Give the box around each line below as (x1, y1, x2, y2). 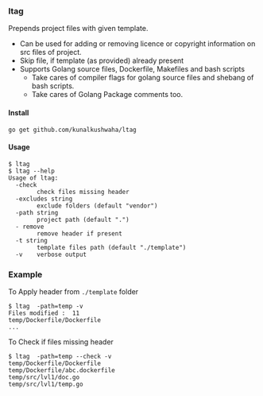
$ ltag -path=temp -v (8, 302, 83, 310)
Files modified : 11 (8, 309, 80, 317)
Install (8, 107, 29, 117)
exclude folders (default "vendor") (37, 201, 158, 210)
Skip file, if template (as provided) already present (19, 56, 184, 65)
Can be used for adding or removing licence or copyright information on (19, 39, 256, 49)
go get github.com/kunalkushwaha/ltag (8, 126, 137, 134)
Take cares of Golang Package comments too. (31, 90, 184, 99)
